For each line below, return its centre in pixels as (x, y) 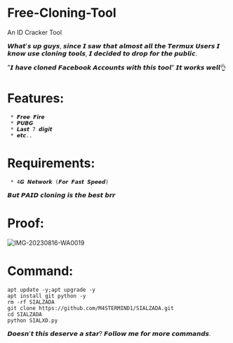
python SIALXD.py (33, 321)
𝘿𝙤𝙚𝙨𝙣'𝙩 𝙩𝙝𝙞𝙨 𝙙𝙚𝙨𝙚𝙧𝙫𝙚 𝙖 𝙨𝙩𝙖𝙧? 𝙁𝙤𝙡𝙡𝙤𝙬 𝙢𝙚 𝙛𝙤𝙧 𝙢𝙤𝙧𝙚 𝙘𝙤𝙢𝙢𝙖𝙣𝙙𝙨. (109, 333)
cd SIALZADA (25, 314)
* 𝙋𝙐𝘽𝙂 (22, 123)
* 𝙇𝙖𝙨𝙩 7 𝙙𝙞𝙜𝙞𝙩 (31, 129)
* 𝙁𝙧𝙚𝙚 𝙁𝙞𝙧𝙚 (27, 117)
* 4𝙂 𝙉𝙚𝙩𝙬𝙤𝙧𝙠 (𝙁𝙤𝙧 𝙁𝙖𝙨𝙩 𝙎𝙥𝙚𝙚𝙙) (59, 182)
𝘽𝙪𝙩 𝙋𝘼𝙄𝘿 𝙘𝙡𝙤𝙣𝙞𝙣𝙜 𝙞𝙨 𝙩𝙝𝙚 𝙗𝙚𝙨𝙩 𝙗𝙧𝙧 (61, 195)
